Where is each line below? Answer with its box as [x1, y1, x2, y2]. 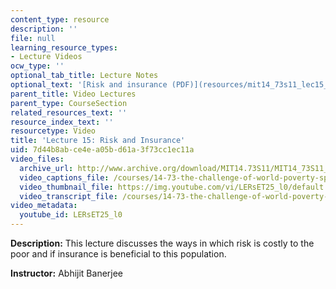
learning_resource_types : [10, 42, 118, 53]
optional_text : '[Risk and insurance [10, 80, 168, 90]
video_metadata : [10, 201, 78, 211]
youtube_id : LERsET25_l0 [19, 210, 123, 220]
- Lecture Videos [10, 52, 83, 62]
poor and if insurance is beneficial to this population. [10, 248, 227, 260]
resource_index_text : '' [10, 117, 114, 127]
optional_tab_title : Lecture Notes [10, 71, 159, 81]
